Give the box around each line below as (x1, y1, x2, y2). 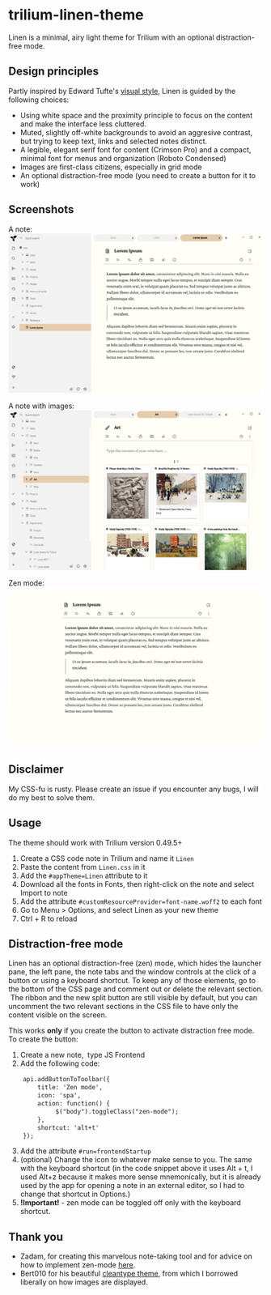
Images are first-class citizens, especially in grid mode (19, 162, 202, 172)
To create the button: (8, 1034, 78, 1044)
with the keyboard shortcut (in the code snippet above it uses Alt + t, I (19, 1164, 253, 1174)
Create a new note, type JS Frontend (19, 1050, 146, 1060)
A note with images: (8, 401, 75, 411)
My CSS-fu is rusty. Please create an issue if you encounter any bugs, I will (8, 784, 259, 794)
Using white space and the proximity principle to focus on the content (19, 110, 253, 120)
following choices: (8, 95, 70, 104)
